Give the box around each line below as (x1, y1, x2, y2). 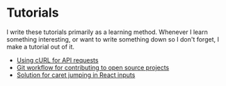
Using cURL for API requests (16, 55, 99, 64)
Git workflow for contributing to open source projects (16, 63, 170, 71)
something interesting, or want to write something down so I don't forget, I (6, 35, 220, 43)
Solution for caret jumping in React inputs (16, 71, 136, 79)
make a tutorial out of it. (6, 42, 74, 51)
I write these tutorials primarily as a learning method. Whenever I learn (6, 28, 208, 36)
